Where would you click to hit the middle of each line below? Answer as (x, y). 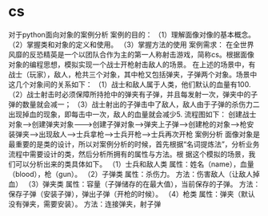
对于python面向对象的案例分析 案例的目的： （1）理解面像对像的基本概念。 (132, 34)
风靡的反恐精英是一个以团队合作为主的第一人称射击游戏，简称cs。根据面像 (131, 54)
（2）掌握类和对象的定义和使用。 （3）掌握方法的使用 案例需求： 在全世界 (131, 44)
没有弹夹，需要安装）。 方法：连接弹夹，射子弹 (85, 204)
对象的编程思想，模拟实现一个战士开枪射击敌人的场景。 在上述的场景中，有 (132, 64)
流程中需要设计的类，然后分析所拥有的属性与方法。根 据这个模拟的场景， (128, 154)
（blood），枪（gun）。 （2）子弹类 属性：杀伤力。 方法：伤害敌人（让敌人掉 (134, 174)
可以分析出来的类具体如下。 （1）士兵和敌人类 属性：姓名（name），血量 (134, 164)
